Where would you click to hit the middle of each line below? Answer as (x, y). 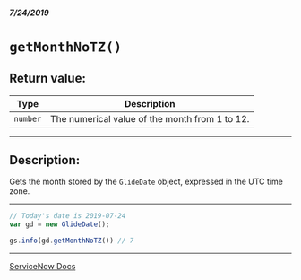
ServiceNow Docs (43, 267)
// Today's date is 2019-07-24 (68, 216)
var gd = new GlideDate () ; (60, 224)
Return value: (48, 79)
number (28, 118)
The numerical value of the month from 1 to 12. (150, 118)
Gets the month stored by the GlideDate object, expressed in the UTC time (146, 182)
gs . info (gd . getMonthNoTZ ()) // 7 (72, 241)
